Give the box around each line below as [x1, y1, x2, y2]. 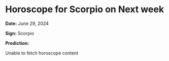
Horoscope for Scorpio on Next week [5, 4, 164, 15]
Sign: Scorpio [5, 30, 35, 36]
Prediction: [5, 40, 29, 46]
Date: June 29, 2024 [5, 20, 49, 26]
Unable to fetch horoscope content [5, 50, 79, 56]
